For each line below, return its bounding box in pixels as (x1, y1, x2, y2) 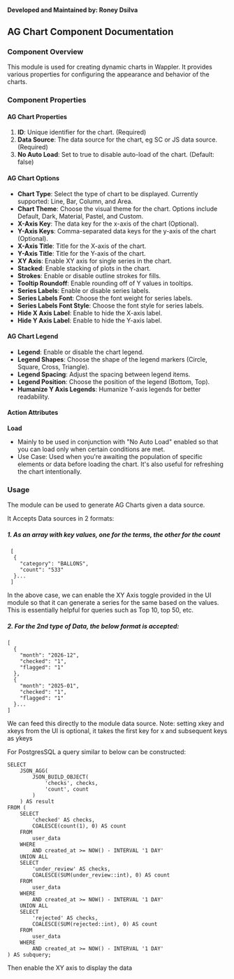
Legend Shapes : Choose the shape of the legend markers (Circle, (17, 355, 207, 364)
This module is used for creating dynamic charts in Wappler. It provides (7, 63, 213, 71)
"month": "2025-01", (20, 683, 80, 690)
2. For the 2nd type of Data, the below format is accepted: (7, 622, 180, 630)
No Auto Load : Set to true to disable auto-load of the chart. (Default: (17, 151, 214, 159)
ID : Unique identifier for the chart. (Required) (17, 128, 147, 137)
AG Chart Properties (7, 112, 68, 121)
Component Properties (7, 95, 87, 105)
